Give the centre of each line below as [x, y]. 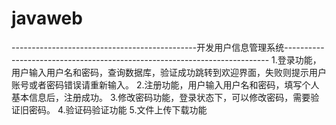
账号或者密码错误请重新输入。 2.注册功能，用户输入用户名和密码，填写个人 [165, 84]
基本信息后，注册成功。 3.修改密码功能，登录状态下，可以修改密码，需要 [161, 97]
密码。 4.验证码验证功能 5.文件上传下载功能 [118, 109]
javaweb [47, 18]
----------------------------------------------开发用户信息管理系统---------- [168, 47]
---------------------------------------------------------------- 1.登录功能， [166, 59]
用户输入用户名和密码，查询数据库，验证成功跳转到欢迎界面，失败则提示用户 [169, 72]
